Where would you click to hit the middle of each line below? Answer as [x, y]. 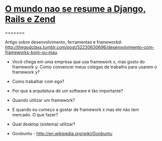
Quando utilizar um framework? [43, 100]
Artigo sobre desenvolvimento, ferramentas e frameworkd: [64, 42]
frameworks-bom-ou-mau [31, 52]
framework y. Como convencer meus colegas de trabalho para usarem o [84, 67]
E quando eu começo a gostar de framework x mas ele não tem [75, 110]
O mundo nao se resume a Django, [76, 9]
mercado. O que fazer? [35, 114]
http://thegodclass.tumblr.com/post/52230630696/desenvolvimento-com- [80, 47]
